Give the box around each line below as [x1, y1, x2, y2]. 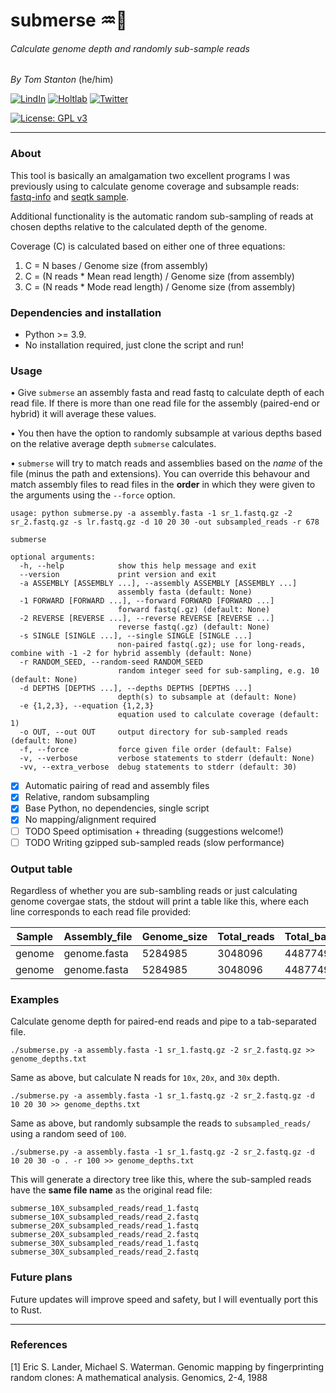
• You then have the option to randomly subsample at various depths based [10, 427, 322, 439]
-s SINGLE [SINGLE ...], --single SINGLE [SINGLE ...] [19, 631, 253, 641]
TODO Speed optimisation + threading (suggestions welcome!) [24, 825, 284, 837]
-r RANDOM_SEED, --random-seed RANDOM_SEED [19, 657, 203, 668]
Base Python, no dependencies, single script [24, 802, 210, 814]
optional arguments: [10, 552, 97, 563]
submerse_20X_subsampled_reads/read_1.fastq [10, 1221, 199, 1231]
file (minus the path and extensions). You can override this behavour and [10, 468, 310, 480]
